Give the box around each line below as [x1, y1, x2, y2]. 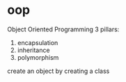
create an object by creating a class [7, 67, 110, 75]
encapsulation [17, 38, 58, 47]
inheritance [17, 46, 50, 54]
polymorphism [17, 53, 59, 61]
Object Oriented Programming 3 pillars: [7, 25, 120, 33]
